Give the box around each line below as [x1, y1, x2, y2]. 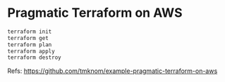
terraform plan [7, 41, 52, 48]
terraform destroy [7, 54, 61, 61]
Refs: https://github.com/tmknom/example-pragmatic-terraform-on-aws [7, 67, 218, 75]
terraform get [7, 34, 49, 41]
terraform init [7, 28, 52, 35]
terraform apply [7, 48, 55, 55]
